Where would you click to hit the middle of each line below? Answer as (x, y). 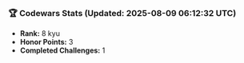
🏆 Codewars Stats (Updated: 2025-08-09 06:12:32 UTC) (122, 13)
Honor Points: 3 (46, 42)
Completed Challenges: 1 (62, 50)
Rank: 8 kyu (40, 33)
